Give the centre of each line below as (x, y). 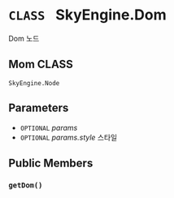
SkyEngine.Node (34, 83)
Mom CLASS (41, 65)
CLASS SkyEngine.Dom (87, 15)
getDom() (26, 185)
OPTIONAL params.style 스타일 (69, 137)
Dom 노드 (24, 38)
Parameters (39, 108)
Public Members (51, 163)
